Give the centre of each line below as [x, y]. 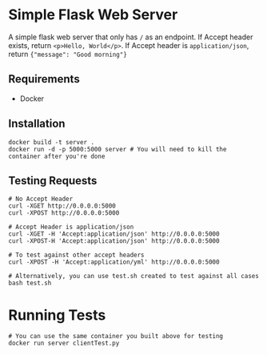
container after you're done [57, 156]
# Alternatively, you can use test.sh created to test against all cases [134, 276]
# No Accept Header [41, 199]
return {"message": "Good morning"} [68, 54]
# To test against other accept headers [77, 255]
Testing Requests [53, 181]
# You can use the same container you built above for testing [116, 337]
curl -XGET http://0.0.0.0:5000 [62, 206]
